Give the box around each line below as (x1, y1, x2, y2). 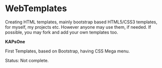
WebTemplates (5, 3, 67, 14)
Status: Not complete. (5, 57, 49, 63)
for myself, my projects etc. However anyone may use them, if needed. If (5, 24, 151, 30)
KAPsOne (5, 38, 25, 44)
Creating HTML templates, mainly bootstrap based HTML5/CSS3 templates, (5, 19, 158, 25)
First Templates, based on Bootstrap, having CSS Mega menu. (5, 48, 130, 54)
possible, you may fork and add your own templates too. (5, 29, 119, 35)
